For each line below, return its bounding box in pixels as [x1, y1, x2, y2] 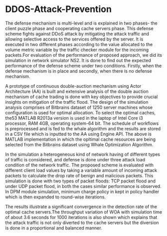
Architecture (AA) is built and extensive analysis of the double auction [5, 88, 149, 94]
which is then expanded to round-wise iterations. [5, 194, 106, 200]
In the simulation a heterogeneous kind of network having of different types [5, 151, 161, 157]
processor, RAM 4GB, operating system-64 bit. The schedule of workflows [5, 120, 159, 126]
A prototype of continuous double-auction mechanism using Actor [5, 83, 142, 89]
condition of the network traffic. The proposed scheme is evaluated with [5, 162, 154, 168]
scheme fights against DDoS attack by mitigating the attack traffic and [5, 31, 150, 37]
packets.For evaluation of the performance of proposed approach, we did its [5, 52, 163, 58]
